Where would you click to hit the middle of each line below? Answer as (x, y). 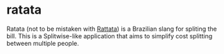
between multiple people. (43, 43)
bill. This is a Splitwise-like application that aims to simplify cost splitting (110, 36)
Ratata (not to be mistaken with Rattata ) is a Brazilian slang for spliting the (112, 29)
